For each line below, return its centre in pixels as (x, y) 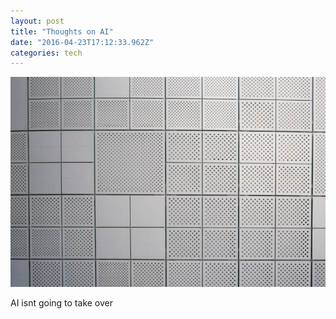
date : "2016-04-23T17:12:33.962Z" (82, 42)
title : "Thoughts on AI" (62, 31)
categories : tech (46, 53)
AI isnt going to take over (61, 303)
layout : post (37, 21)
